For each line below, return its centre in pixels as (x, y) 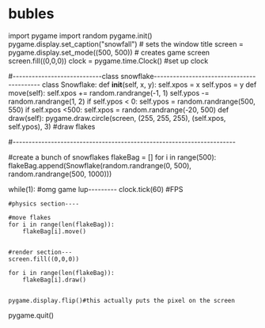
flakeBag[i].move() (55, 231)
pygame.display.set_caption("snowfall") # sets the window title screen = (126, 43)
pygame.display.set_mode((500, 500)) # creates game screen (109, 52)
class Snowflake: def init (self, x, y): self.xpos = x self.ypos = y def (150, 85)
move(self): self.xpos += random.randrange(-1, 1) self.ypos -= (109, 92)
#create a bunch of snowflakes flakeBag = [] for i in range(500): (112, 157)
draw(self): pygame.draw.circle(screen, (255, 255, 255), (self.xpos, (117, 118)
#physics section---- (44, 204)
